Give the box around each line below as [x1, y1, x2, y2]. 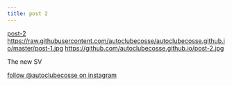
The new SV [7, 57, 42, 66]
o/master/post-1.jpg [7, 44, 64, 52]
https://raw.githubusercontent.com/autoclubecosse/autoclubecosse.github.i [7, 36, 226, 45]
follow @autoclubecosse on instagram [7, 71, 117, 79]
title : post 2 [7, 10, 49, 17]
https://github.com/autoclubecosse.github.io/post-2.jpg [65, 44, 224, 52]
